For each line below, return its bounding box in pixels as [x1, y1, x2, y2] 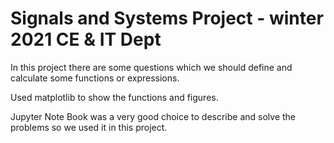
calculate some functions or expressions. [10, 72, 180, 84]
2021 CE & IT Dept [10, 28, 162, 51]
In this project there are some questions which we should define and [10, 61, 293, 73]
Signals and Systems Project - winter [10, 7, 324, 30]
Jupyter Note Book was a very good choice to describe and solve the [10, 110, 297, 122]
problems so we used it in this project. [10, 121, 168, 133]
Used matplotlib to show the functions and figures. [10, 91, 219, 103]
